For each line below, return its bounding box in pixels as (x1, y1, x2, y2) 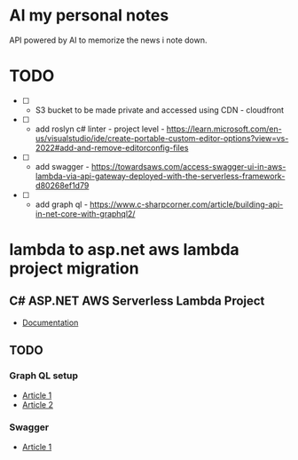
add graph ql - (35, 199, 89, 210)
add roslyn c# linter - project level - (35, 123, 165, 134)
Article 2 (21, 399, 53, 409)
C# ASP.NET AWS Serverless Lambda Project (9, 294, 265, 309)
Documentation (21, 317, 79, 328)
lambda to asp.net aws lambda (9, 240, 239, 260)
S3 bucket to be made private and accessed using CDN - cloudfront (35, 104, 285, 115)
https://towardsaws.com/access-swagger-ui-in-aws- (91, 161, 286, 171)
